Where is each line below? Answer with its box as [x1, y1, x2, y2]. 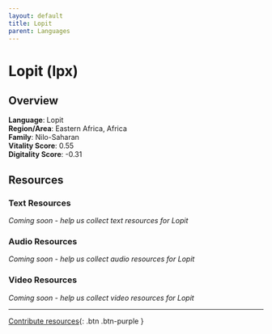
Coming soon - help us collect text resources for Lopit [8, 216, 189, 226]
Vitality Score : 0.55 [8, 141, 74, 150]
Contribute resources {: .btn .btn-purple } [8, 316, 144, 326]
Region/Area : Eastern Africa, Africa [8, 124, 128, 133]
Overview [8, 94, 59, 108]
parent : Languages [8, 27, 70, 35]
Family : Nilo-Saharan [8, 133, 79, 142]
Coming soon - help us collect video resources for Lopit [8, 293, 194, 302]
